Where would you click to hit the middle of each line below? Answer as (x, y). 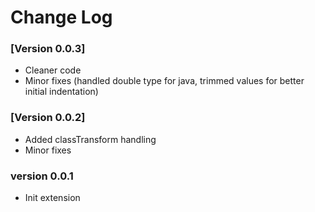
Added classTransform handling (90, 139)
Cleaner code (53, 70)
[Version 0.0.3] (48, 49)
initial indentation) (61, 92)
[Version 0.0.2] (48, 118)
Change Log (61, 17)
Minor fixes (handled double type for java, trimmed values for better (164, 81)
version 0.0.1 (42, 176)
